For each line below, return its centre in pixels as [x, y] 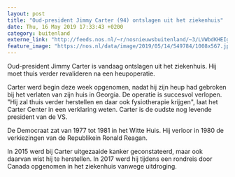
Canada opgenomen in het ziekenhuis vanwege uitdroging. [92, 166]
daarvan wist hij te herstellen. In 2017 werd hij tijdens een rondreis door [110, 159]
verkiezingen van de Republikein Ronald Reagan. [78, 138]
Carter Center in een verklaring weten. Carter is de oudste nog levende [109, 109]
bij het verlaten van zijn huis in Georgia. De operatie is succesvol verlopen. [115, 94]
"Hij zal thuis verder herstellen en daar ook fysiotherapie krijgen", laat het [113, 102]
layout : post [26, 14]
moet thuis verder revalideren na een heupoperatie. [81, 73]
